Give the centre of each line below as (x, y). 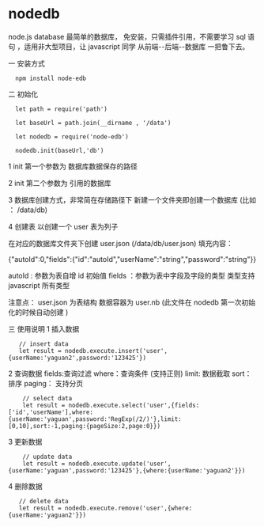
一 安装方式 (26, 63)
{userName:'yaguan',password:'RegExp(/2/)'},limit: (95, 419)
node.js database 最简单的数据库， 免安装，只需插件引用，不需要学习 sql (127, 36)
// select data (47, 398)
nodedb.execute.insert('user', (116, 351)
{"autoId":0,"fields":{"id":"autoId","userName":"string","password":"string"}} (132, 259)
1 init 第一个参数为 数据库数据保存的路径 (73, 166)
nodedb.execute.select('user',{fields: (134, 405)
